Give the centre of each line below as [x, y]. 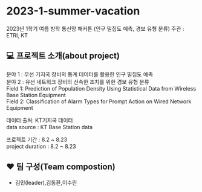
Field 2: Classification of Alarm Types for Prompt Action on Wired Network [99, 101]
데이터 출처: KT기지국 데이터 [40, 120]
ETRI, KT [17, 35]
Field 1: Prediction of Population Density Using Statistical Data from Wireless [101, 88]
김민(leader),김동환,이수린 [46, 182]
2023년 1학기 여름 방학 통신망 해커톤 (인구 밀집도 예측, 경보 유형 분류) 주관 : [95, 28]
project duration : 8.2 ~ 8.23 [41, 146]
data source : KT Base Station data [49, 127]
